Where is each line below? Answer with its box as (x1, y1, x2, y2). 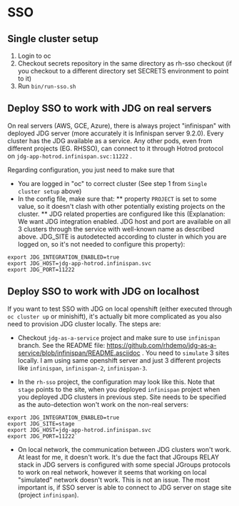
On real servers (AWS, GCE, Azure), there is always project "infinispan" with (7, 121, 230, 130)
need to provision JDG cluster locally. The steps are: (7, 319, 161, 328)
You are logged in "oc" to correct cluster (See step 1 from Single (17, 179, 208, 187)
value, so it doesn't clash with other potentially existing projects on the (17, 202, 225, 210)
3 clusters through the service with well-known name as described (17, 224, 215, 233)
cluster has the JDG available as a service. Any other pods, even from (7, 136, 213, 145)
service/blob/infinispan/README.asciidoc (17, 348, 141, 357)
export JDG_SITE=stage (7, 420, 75, 428)
